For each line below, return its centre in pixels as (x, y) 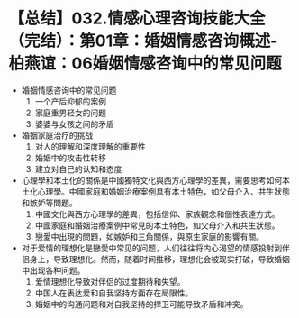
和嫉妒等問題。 (49, 203)
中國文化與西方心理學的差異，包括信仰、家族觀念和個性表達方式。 (157, 214)
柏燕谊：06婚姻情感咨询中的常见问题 (145, 64)
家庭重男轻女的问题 (71, 113)
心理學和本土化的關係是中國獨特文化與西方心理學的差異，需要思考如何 (152, 180)
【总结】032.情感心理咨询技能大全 (137, 18)
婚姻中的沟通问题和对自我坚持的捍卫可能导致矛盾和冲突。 (141, 304)
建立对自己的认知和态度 (78, 168)
